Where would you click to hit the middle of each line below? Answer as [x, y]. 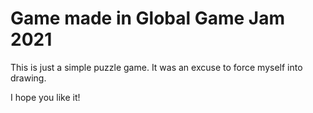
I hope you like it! [45, 97]
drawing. [28, 78]
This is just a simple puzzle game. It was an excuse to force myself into [156, 67]
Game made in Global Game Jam [148, 18]
